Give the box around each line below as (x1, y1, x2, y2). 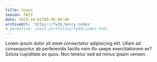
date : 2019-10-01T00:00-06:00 (5, 17, 70, 22)
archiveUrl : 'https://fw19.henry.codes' (5, 21, 92, 27)
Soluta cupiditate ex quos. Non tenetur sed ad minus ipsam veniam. (5, 51, 146, 57)
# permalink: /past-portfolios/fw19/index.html (5, 26, 108, 32)
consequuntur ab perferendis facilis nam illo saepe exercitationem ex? (5, 46, 152, 52)
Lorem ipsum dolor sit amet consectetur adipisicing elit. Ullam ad (5, 40, 141, 46)
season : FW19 (5, 12, 33, 17)
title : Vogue (5, 7, 33, 13)
